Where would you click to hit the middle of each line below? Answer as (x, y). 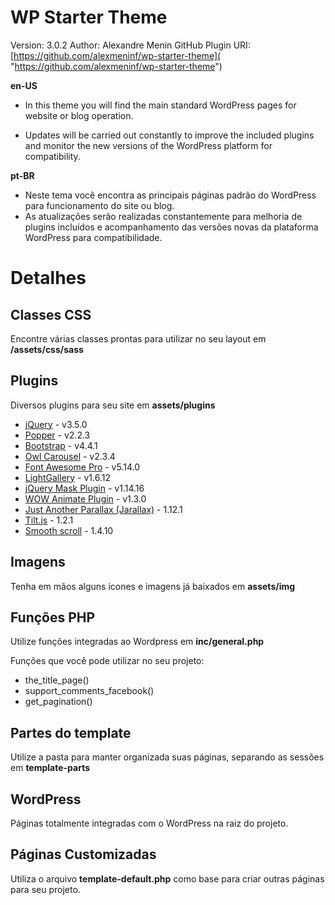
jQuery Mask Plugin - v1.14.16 (84, 488)
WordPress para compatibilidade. (93, 237)
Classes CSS (51, 314)
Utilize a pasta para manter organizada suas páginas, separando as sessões (167, 757)
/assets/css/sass (47, 349)
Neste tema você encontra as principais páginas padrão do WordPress (170, 195)
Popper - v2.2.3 (57, 435)
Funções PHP (53, 617)
